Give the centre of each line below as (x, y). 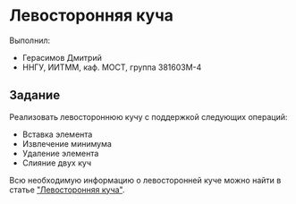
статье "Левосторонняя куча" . (67, 190)
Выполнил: (30, 40)
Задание (35, 95)
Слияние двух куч (57, 163)
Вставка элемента (57, 134)
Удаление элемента (60, 153)
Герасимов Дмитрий (62, 57)
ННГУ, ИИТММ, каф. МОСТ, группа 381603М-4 (112, 67)
